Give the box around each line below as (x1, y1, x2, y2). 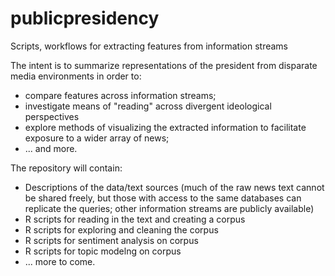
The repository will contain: (10, 162, 123, 174)
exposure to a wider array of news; (24, 132, 170, 144)
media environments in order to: (10, 70, 142, 82)
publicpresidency (10, 7, 160, 30)
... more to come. (24, 255, 96, 267)
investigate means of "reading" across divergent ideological (24, 100, 272, 112)
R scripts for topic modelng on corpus (24, 245, 182, 257)
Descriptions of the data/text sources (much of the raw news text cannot (24, 181, 325, 193)
